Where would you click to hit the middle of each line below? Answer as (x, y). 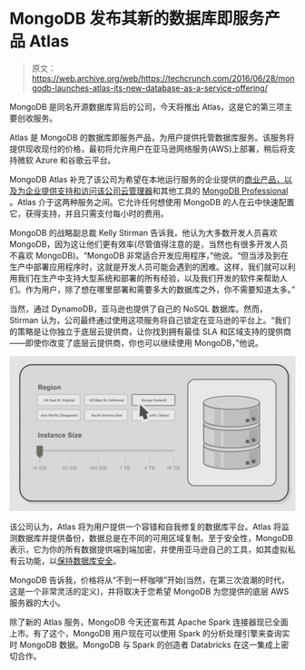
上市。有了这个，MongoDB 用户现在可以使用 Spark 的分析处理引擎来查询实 (150, 633)
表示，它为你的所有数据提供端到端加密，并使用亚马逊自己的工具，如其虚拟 (148, 549)
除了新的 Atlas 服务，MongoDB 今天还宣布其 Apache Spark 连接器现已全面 (149, 622)
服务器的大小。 (37, 602)
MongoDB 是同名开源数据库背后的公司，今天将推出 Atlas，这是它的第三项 (147, 106)
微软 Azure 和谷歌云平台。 (66, 160)
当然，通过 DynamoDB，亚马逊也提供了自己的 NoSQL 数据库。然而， (138, 309)
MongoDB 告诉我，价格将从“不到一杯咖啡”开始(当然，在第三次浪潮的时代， (149, 580)
